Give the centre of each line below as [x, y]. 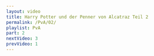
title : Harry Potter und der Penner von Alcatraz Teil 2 [77, 17]
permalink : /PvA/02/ [31, 22]
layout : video [24, 11]
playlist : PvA [24, 28]
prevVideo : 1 [22, 44]
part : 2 [16, 33]
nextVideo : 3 [22, 38]
